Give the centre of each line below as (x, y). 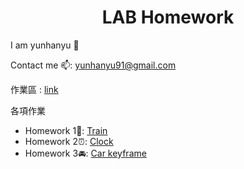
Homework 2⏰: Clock (69, 141)
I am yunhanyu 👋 (45, 45)
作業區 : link (34, 89)
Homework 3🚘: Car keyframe (85, 153)
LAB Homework (168, 17)
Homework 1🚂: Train (66, 130)
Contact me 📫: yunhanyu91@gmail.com (93, 65)
